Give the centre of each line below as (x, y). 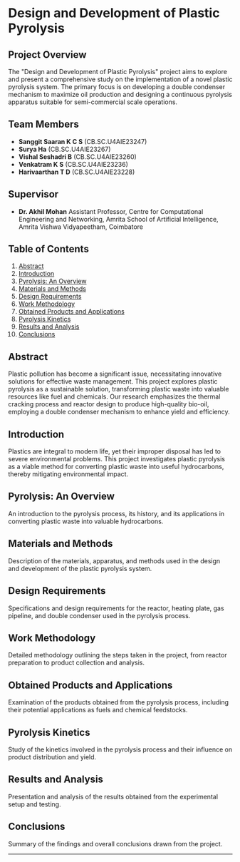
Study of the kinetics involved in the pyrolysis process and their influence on (120, 749)
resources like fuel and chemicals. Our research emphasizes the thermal (114, 396)
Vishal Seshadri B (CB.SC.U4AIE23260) (78, 157)
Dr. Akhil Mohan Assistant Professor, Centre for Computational (111, 211)
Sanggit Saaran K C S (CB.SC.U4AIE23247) (83, 141)
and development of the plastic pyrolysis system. (80, 568)
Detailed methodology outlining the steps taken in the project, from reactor (118, 655)
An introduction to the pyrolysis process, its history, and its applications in (116, 513)
